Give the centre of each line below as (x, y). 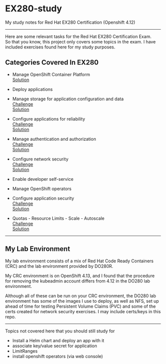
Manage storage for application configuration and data (68, 99)
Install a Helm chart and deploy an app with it (58, 340)
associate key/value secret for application (55, 346)
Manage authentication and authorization (54, 139)
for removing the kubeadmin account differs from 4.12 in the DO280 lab (78, 281)
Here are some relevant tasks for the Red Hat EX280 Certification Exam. (78, 36)
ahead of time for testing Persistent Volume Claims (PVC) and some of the (81, 306)
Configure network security (40, 159)
